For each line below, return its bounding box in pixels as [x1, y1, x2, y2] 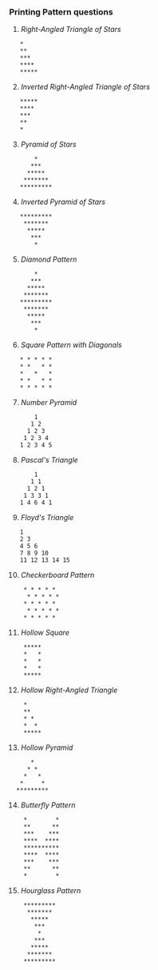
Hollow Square [20, 627, 70, 638]
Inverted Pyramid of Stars [20, 197, 106, 206]
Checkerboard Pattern [20, 571, 95, 580]
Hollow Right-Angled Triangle [20, 685, 118, 695]
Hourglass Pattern [20, 886, 81, 896]
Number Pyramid [20, 398, 77, 407]
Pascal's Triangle [20, 455, 79, 465]
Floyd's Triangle [20, 513, 74, 523]
